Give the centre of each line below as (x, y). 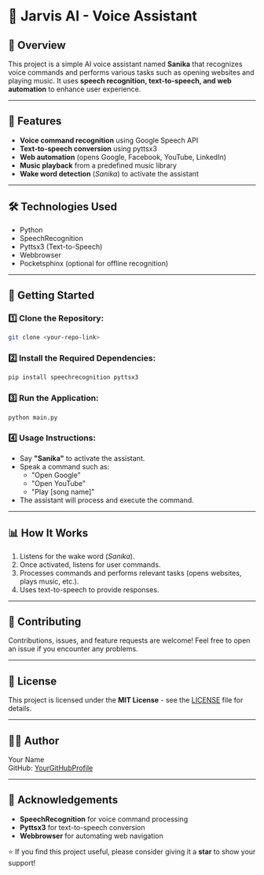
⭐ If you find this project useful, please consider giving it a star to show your (132, 851)
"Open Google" (56, 475)
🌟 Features (35, 121)
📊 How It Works (48, 534)
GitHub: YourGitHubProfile (51, 768)
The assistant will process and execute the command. (106, 500)
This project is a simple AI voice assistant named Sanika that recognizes (125, 64)
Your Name (26, 760)
